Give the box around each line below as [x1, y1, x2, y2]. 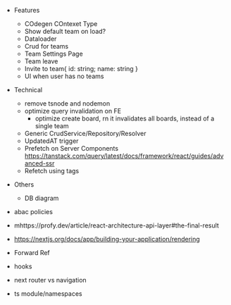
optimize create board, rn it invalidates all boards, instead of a [35, 114, 215, 123]
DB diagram [24, 194, 59, 202]
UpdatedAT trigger [24, 137, 79, 145]
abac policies [13, 208, 53, 216]
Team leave [24, 57, 58, 66]
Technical [13, 86, 43, 94]
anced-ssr [24, 159, 55, 168]
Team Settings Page [24, 49, 83, 58]
